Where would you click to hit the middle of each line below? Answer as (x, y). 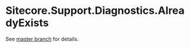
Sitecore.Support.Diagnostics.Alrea (95, 11)
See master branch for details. (42, 39)
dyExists (27, 23)
